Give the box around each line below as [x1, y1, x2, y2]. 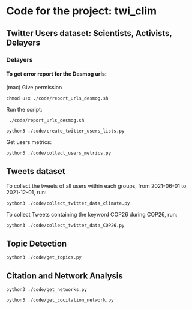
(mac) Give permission [6, 83, 62, 91]
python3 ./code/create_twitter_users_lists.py [6, 128, 125, 134]
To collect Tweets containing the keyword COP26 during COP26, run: [6, 211, 178, 218]
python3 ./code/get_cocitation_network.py [6, 297, 114, 304]
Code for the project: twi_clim [6, 4, 157, 18]
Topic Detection [6, 238, 67, 248]
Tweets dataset [6, 166, 65, 176]
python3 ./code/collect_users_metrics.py [6, 150, 112, 156]
